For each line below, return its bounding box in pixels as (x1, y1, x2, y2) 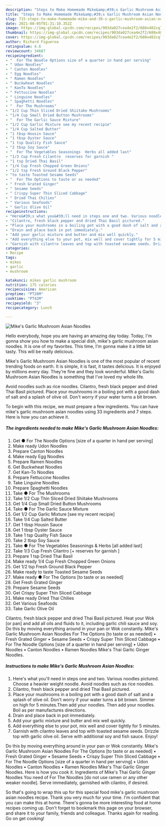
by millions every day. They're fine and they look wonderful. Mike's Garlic (5, 368, 155, 374)
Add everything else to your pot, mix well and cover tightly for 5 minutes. (12, 723, 161, 729)
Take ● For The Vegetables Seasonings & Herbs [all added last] (12, 543, 142, 549)
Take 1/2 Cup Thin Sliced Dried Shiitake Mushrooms (12, 495, 118, 501)
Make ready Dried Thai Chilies (12, 595, 74, 601)
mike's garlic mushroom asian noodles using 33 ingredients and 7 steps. (5, 408, 152, 415)
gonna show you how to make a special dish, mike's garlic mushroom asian (5, 338, 159, 344)
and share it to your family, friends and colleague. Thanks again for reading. (5, 810, 160, 816)
